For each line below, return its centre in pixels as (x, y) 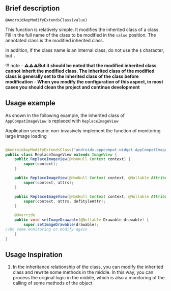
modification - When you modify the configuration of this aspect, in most (84, 81)
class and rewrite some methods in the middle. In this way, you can (83, 272)
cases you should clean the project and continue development (73, 87)
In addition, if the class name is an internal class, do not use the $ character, (85, 50)
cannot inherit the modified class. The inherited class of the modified (80, 71)
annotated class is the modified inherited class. (55, 40)
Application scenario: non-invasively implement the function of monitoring (83, 130)
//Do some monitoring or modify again (46, 229)
